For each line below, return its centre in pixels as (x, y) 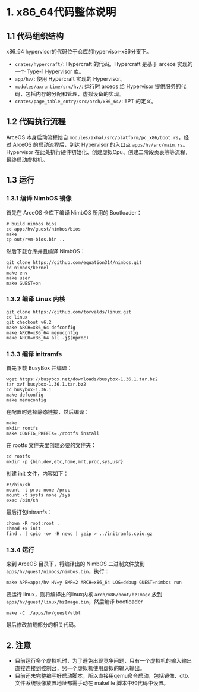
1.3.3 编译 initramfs (34, 354)
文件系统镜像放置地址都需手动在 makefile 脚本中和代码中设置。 (92, 683)
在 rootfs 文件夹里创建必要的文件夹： (51, 445)
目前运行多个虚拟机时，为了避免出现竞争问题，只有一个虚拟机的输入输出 (103, 661)
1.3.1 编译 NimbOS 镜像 (39, 199)
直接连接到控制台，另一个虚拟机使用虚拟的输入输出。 (80, 668)
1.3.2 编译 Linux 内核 (36, 299)
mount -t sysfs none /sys (38, 495)
